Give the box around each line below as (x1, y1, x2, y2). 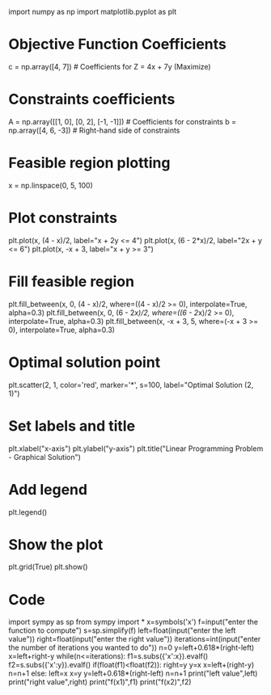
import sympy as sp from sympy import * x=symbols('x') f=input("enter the (8, 617, 259, 627)
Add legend (8, 480, 87, 499)
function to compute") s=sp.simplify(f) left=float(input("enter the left (8, 625, 236, 635)
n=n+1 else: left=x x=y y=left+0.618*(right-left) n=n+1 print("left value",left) (8, 668, 258, 678)
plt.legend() (8, 507, 48, 516)
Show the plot (8, 535, 104, 554)
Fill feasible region (8, 272, 135, 290)
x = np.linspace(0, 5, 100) (8, 180, 93, 190)
